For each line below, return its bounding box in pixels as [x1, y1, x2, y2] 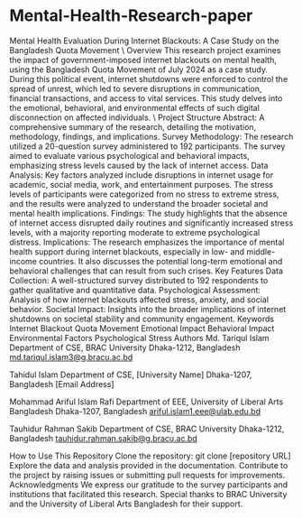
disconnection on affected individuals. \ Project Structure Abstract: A [9, 112, 265, 123]
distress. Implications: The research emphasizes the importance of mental [9, 236, 285, 247]
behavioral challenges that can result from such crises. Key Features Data [9, 265, 284, 276]
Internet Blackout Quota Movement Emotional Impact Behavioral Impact [9, 322, 275, 334]
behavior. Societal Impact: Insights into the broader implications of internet [9, 303, 287, 314]
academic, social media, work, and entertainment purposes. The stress [9, 179, 273, 190]
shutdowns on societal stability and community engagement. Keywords [9, 313, 275, 324]
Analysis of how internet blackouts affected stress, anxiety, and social [9, 294, 269, 305]
